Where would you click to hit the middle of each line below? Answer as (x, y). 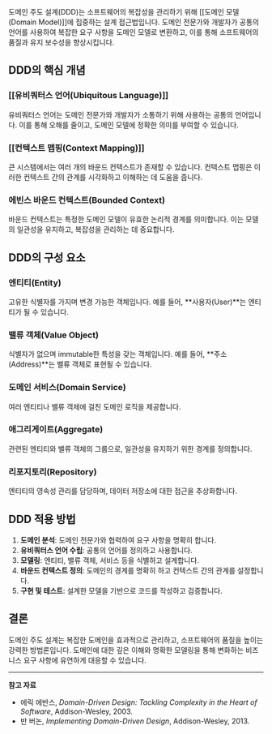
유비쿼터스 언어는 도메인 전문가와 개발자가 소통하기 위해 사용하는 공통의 (121, 114)
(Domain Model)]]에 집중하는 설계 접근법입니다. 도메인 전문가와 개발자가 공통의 (134, 22)
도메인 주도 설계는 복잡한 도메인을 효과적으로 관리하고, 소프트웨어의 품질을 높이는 (136, 640)
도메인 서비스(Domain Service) (68, 388)
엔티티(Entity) (35, 282)
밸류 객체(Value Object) (54, 335)
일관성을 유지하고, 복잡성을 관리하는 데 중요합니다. (96, 230)
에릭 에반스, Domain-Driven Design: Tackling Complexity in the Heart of (138, 702)
